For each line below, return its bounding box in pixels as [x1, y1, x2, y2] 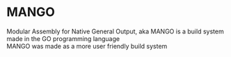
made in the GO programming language [6, 34, 120, 42]
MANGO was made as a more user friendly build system [6, 42, 168, 50]
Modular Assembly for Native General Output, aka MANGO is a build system [6, 27, 224, 35]
